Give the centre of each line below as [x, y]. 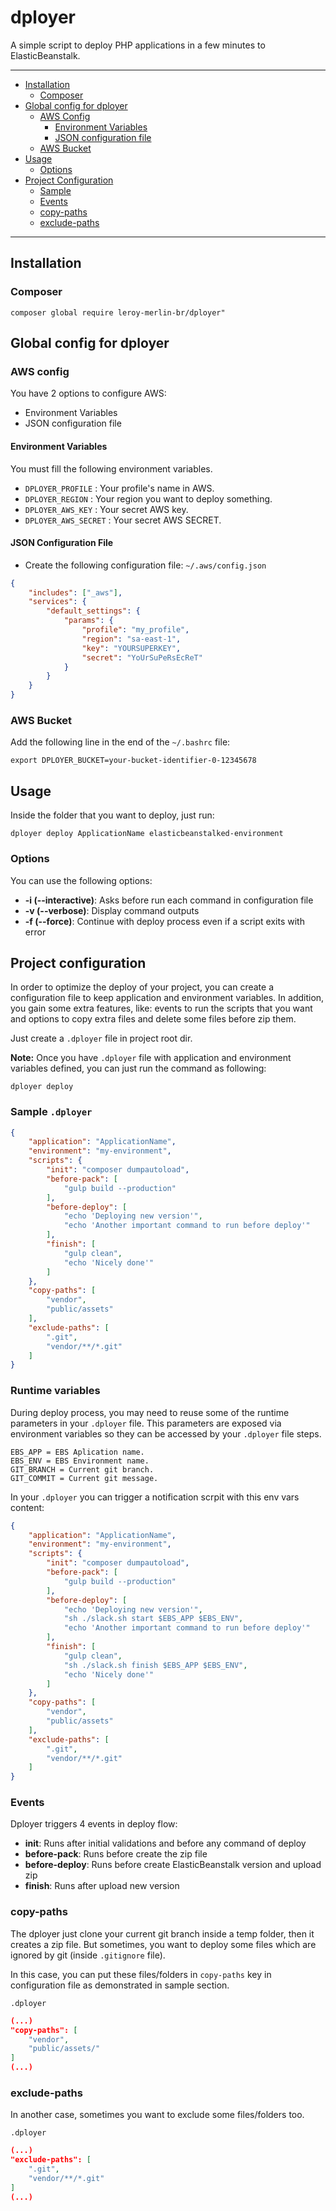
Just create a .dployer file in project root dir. [101, 1038]
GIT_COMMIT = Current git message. [84, 1478]
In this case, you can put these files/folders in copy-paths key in [141, 1974]
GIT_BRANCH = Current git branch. [82, 1469]
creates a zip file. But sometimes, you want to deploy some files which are [163, 1944]
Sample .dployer [51, 1112]
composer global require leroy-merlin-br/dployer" [118, 312]
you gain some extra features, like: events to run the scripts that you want [161, 1008]
